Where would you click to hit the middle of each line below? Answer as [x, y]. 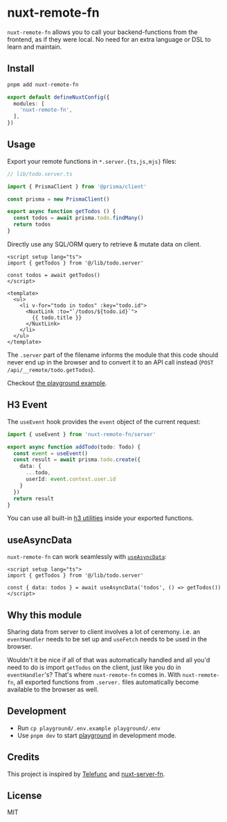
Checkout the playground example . [57, 383]
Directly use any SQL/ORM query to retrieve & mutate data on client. [105, 244]
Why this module [44, 615]
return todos [32, 225]
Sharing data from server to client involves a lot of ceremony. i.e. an [104, 632]
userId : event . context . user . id [71, 479]
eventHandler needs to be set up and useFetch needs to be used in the [107, 639]
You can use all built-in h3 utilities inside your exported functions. [100, 518]
